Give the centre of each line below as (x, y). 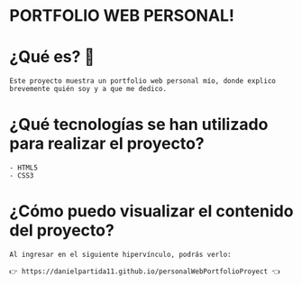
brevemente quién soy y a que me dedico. (88, 89)
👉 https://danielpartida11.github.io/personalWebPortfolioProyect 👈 (145, 271)
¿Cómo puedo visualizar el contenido (151, 211)
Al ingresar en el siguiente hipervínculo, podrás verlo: (120, 254)
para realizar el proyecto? (107, 144)
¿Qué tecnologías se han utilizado (139, 125)
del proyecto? (62, 230)
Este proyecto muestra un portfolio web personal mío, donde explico (143, 81)
